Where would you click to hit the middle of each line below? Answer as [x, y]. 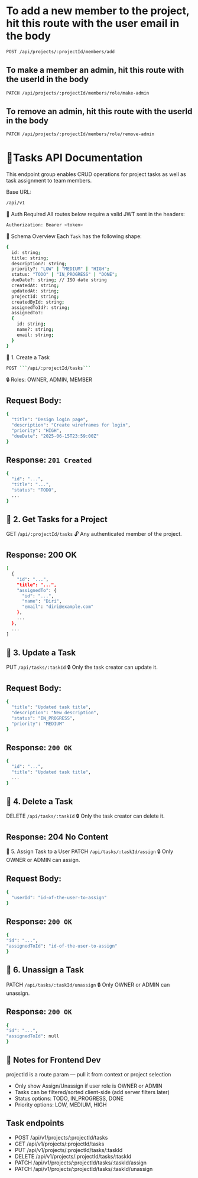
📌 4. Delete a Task [40, 801]
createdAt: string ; [35, 285]
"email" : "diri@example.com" [58, 607]
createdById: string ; [38, 302]
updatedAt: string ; [35, 291]
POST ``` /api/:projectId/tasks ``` [49, 368]
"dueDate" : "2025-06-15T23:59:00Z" [55, 436]
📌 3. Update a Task [41, 653]
